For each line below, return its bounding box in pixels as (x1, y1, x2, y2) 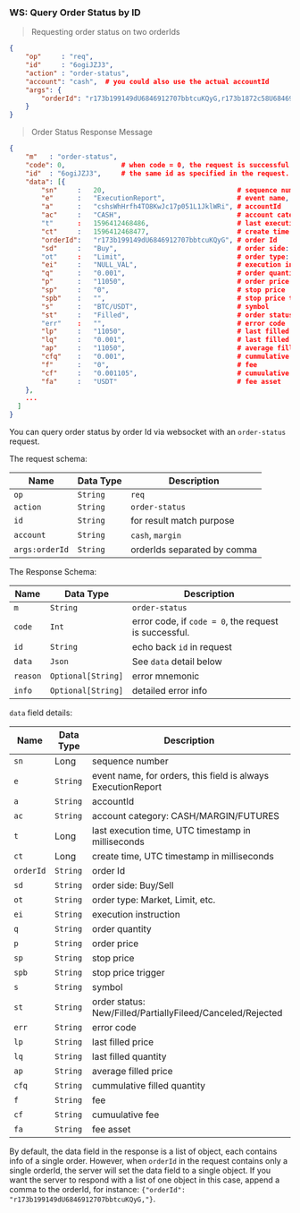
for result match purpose (130, 515, 235, 527)
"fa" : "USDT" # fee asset (41, 377, 281, 386)
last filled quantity (92, 1050, 167, 1063)
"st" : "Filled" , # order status (41, 311, 294, 320)
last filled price (92, 1036, 154, 1048)
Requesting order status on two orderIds (30, 27, 180, 38)
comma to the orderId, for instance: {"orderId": (9, 1184, 186, 1195)
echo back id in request (132, 641, 232, 653)
